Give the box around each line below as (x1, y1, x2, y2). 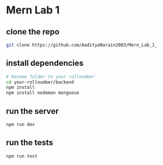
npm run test (6, 153, 38, 159)
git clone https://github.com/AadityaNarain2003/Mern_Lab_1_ (6, 42, 158, 48)
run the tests (6, 138, 54, 148)
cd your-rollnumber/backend (6, 79, 75, 85)
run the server (6, 106, 59, 116)
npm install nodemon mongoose (6, 90, 80, 96)
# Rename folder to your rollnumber (6, 73, 95, 79)
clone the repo (6, 27, 60, 37)
